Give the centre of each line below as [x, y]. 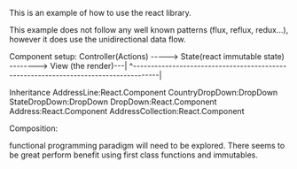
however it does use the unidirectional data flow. [98, 39]
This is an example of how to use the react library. [101, 13]
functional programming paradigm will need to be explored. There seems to [147, 146]
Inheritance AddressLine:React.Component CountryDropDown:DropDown [144, 92]
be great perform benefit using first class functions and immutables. [134, 155]
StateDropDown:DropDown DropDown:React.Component [113, 102]
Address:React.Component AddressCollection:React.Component [127, 111]
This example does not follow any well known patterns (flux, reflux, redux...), [149, 30]
